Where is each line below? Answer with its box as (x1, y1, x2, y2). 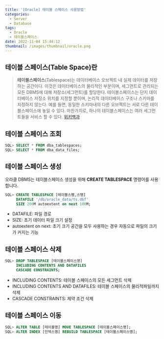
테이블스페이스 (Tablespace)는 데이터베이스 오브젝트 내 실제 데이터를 (17, 77, 148, 83)
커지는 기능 (17, 229, 39, 235)
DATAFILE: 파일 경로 (12, 211, 52, 217)
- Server (9, 16, 27, 21)
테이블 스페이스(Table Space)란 (5, 63, 97, 72)
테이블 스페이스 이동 (5, 311, 62, 320)
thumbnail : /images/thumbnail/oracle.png (5, 44, 91, 49)
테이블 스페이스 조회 (5, 130, 62, 138)
